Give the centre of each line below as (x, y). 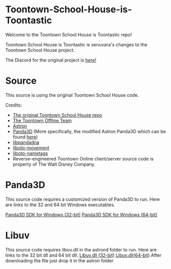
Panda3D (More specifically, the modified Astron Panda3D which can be (89, 131)
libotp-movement (31, 148)
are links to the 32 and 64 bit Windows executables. (60, 205)
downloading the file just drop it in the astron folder (60, 260)
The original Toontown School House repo (58, 115)
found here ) (25, 137)
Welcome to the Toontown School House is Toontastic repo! (69, 34)
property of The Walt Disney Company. (54, 164)
